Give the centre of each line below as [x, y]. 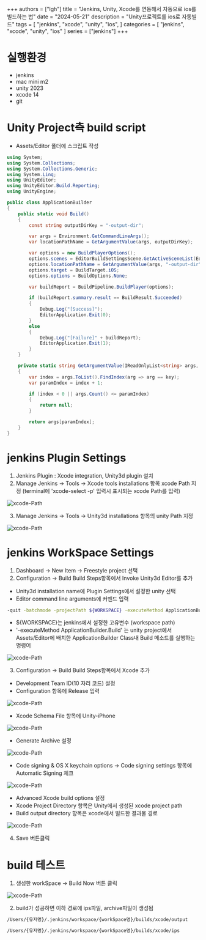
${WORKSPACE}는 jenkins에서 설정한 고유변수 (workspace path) [95, 623]
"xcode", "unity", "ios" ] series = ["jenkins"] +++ [68, 31]
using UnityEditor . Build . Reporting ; [53, 186]
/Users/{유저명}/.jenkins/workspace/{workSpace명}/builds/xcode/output [97, 920]
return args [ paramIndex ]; [62, 422]
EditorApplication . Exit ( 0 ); [75, 315]
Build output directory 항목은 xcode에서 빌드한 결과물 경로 [87, 813]
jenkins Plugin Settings [67, 458]
